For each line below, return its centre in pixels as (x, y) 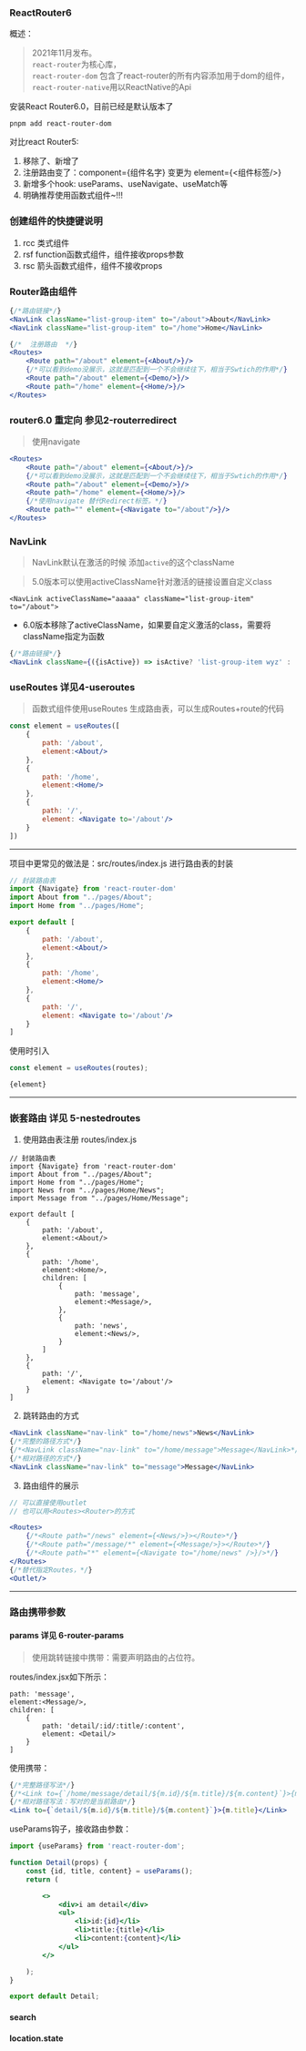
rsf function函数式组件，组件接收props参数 (103, 254)
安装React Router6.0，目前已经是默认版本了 (92, 107)
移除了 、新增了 (51, 161)
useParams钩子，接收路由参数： (71, 1829)
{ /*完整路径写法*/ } (42, 1785)
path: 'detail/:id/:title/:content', (113, 1726)
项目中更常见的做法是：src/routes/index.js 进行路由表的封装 (122, 863)
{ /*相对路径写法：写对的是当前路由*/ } (73, 1802)
